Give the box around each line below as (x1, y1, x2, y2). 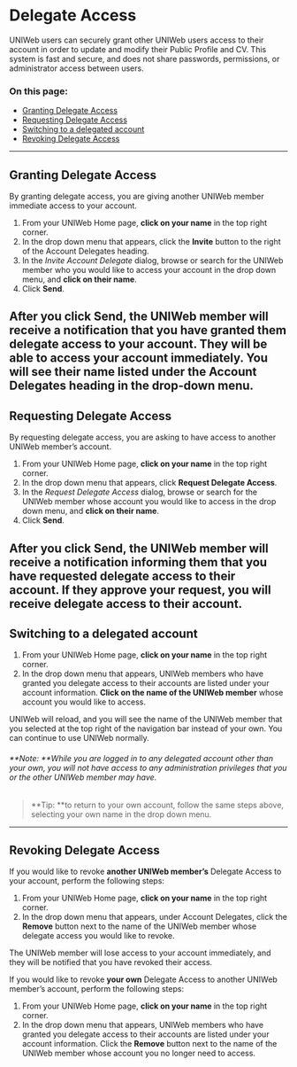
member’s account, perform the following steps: (9, 984, 184, 994)
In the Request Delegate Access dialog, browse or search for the (21, 487, 258, 497)
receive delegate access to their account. (9, 596, 243, 611)
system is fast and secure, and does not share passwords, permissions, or (9, 53, 280, 64)
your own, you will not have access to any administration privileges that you (9, 763, 287, 774)
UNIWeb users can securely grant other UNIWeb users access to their (9, 35, 264, 45)
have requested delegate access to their (9, 568, 236, 583)
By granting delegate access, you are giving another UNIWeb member (9, 191, 264, 202)
